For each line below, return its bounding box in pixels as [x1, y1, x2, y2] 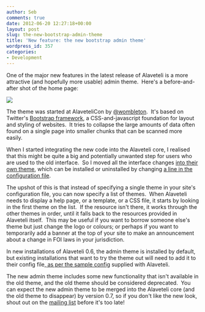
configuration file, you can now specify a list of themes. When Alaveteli [6, 190, 187, 197]
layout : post [6, 26, 40, 32]
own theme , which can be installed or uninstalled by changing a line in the [6, 165, 193, 172]
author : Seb [6, 9, 37, 15]
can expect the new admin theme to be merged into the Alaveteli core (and [6, 286, 195, 293]
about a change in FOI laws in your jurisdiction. [6, 235, 125, 243]
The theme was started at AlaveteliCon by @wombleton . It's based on [6, 108, 184, 115]
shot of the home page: [19, 84, 78, 92]
